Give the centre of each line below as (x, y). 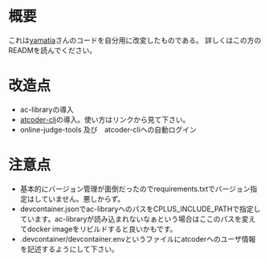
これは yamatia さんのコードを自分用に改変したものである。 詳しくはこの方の (135, 40)
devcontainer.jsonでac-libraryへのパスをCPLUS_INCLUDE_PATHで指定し (140, 209)
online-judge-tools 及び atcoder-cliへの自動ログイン (108, 129)
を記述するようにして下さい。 (69, 249)
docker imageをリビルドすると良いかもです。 (102, 229)
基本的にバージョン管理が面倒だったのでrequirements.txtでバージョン (135, 189)
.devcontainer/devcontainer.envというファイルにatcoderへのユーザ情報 (138, 239)
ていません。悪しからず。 (83, 198)
